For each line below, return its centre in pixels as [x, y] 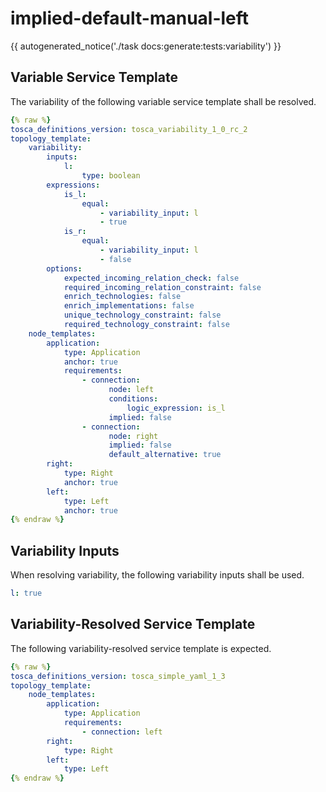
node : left [131, 390]
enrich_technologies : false [122, 297]
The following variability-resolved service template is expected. [141, 648]
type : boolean [111, 176]
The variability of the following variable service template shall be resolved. [163, 101]
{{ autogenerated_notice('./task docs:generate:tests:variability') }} [146, 46]
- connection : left [122, 732]
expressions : [73, 185]
